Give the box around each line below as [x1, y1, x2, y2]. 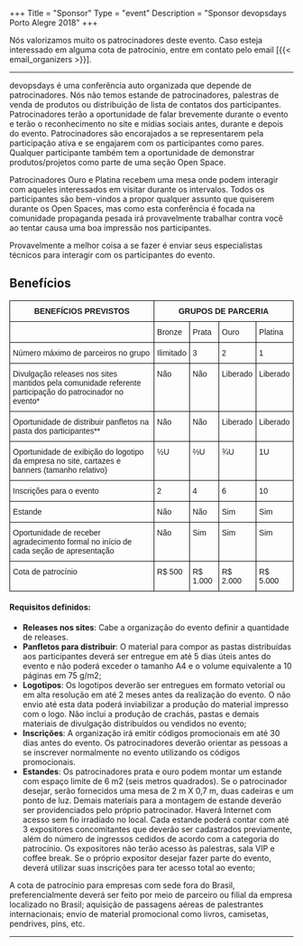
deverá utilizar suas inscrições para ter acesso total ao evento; [22, 863, 255, 874]
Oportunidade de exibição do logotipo [13, 447, 144, 457]
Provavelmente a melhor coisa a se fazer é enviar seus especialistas [9, 240, 263, 251]
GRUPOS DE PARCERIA [178, 306, 269, 316]
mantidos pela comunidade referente [13, 377, 142, 388]
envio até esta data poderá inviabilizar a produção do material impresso [22, 699, 289, 710]
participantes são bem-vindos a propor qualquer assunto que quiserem [9, 194, 275, 204]
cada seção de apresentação [13, 545, 115, 555]
